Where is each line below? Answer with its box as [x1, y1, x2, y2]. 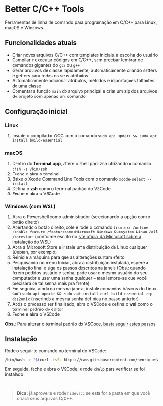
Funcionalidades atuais [5, 39, 77, 47]
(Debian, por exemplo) [12, 250, 57, 255]
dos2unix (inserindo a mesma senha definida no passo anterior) [12, 296, 139, 302]
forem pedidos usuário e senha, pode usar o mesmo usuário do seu [12, 270, 148, 276]
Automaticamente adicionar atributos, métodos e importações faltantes [12, 77, 155, 83]
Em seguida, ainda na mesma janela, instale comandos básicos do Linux [12, 286, 157, 291]
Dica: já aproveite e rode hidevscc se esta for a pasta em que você [16, 390, 150, 396]
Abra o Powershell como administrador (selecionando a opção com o [12, 214, 151, 220]
